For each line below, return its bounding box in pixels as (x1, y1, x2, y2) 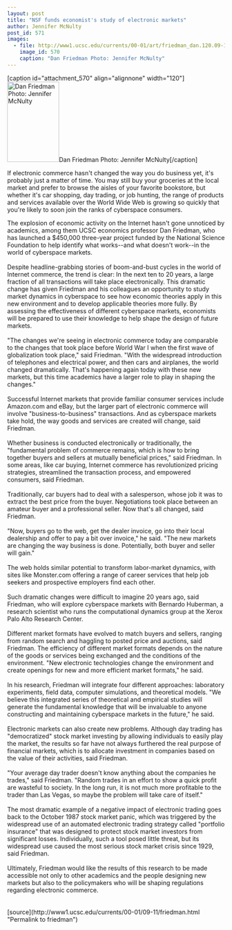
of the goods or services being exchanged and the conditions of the (7, 651, 201, 660)
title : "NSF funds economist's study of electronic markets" (7, 17, 187, 23)
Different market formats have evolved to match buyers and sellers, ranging (7, 629, 222, 637)
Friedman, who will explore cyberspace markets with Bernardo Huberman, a (7, 600, 224, 608)
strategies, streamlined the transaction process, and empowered (7, 468, 191, 476)
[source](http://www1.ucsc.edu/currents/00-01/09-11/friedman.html (7, 908, 200, 916)
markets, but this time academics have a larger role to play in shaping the (7, 373, 215, 381)
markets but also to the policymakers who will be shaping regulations (7, 878, 204, 887)
